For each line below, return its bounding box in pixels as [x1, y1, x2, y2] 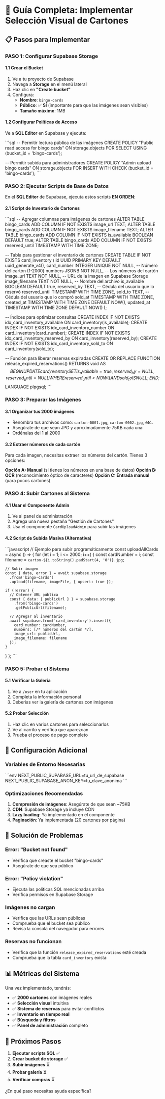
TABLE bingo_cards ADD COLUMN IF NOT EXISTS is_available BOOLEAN [5, 232, 154, 238]
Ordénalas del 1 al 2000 [12, 430, 61, 436]
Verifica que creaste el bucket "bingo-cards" [12, 857, 103, 863]
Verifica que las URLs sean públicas [12, 915, 85, 921]
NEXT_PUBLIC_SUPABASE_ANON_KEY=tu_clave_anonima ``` [5, 777, 128, 784]
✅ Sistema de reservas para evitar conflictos [12, 1006, 104, 1012]
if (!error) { [5, 588, 34, 593]
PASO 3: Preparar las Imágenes [5, 396, 81, 403]
